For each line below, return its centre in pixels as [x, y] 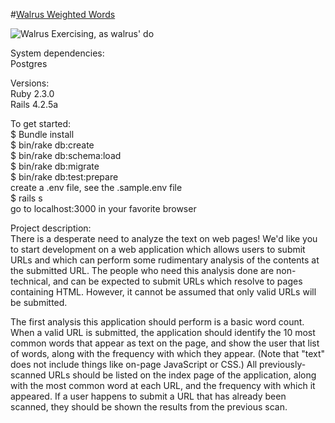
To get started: [41, 123]
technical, [30, 281]
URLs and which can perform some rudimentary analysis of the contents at [165, 260]
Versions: [30, 83]
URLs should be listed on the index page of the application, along [182, 375]
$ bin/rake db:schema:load [66, 155]
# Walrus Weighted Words [63, 14]
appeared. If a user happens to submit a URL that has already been [148, 396]
